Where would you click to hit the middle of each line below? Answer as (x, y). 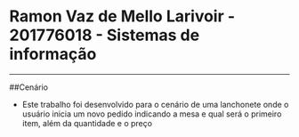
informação (53, 54)
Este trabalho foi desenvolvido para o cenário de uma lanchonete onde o (155, 104)
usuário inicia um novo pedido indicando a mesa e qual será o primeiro (152, 114)
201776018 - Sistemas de (105, 35)
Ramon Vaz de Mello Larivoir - (122, 16)
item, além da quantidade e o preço (87, 123)
